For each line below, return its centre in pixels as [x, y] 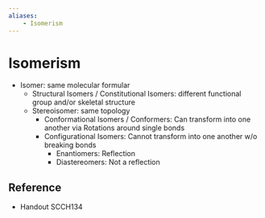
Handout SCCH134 [51, 207]
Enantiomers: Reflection [95, 154]
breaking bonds [70, 145]
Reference [35, 187]
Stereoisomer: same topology [81, 111]
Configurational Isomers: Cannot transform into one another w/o [151, 137]
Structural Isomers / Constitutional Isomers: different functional [137, 94]
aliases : [23, 16]
